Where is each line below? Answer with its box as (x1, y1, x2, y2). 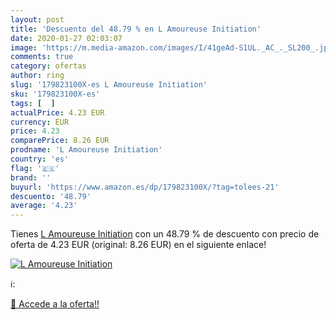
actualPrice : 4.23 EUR (10, 107, 105, 118)
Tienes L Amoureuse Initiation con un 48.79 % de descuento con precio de (10, 228, 320, 240)
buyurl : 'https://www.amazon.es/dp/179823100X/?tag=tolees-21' (10, 182, 280, 192)
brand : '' (10, 172, 52, 183)
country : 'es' (10, 154, 70, 164)
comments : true (10, 52, 74, 62)
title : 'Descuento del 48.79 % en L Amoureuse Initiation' (10, 24, 262, 34)
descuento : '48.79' (10, 191, 92, 201)
